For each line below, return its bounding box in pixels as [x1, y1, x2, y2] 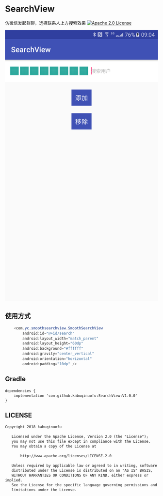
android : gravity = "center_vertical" [22, 351, 95, 356]
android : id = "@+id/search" [22, 331, 75, 336]
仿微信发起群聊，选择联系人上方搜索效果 [5, 20, 86, 26]
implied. [5, 478, 23, 483]
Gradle [5, 375, 26, 383]
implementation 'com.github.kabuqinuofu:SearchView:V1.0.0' [14, 393, 138, 398]
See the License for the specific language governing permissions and [11, 483, 158, 488]
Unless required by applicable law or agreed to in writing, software [11, 464, 158, 468]
